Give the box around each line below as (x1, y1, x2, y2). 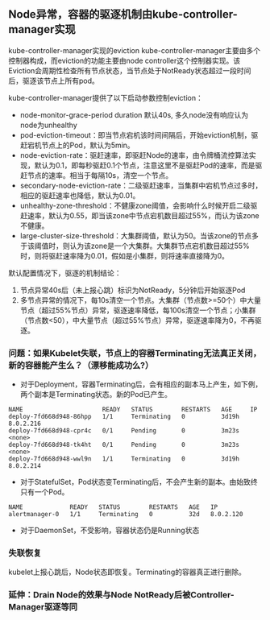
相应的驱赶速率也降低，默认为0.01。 (19, 190, 140, 200)
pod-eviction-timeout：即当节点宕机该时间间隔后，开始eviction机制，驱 (19, 130, 259, 139)
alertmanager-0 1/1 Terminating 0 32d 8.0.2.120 (8, 510, 243, 519)
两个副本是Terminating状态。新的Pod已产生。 (19, 390, 172, 399)
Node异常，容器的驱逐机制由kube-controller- (8, 7, 238, 22)
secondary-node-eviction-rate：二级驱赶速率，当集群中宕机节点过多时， (19, 180, 263, 190)
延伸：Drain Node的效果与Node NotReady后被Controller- (8, 589, 235, 601)
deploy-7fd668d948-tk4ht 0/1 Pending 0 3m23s (8, 441, 240, 449)
